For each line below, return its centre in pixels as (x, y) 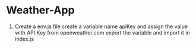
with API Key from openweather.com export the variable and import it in (102, 32)
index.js (24, 39)
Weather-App (41, 10)
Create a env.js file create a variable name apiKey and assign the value (101, 26)
